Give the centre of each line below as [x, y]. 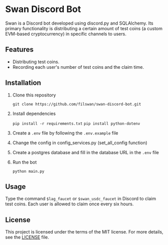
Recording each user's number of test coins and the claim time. [78, 67]
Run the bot [24, 162]
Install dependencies [34, 113]
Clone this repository [34, 95]
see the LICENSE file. [27, 237]
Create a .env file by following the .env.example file [65, 133]
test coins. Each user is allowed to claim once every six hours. [70, 204]
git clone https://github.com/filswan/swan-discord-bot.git [77, 104]
